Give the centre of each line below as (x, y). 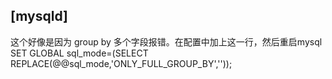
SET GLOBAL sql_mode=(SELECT (79, 53)
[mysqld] (39, 16)
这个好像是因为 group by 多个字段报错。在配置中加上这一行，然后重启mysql (166, 41)
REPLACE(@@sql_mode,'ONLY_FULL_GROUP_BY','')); (121, 63)
